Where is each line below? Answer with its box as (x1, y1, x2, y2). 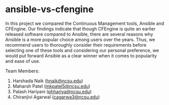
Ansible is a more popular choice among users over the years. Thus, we (5, 37, 156, 43)
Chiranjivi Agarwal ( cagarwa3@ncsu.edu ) (12, 94, 100, 100)
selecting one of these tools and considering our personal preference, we (5, 47, 159, 53)
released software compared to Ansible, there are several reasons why (5, 31, 153, 37)
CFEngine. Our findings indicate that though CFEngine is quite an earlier (5, 25, 156, 31)
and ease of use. (5, 58, 41, 64)
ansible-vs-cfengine (5, 4, 94, 15)
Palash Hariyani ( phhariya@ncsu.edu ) (12, 88, 92, 94)
